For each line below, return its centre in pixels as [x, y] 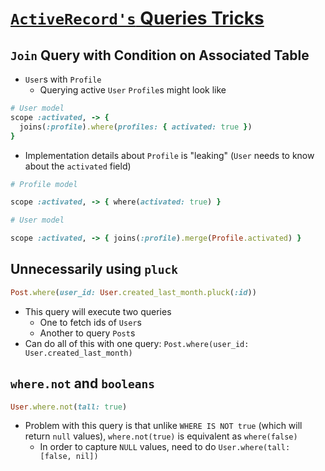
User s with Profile [63, 79]
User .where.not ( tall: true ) [69, 407]
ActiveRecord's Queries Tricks [137, 18]
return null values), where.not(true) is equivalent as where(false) [161, 436]
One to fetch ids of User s [90, 322]
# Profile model [44, 184]
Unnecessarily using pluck [94, 269]
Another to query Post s [87, 333]
